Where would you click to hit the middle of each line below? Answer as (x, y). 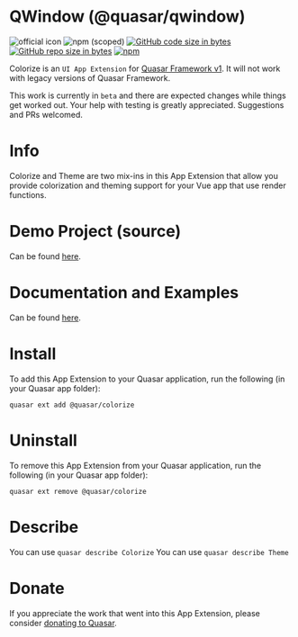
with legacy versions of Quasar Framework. (90, 77)
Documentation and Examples (124, 292)
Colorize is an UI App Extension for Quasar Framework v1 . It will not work (145, 68)
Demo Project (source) (95, 232)
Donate (37, 588)
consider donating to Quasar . (63, 623)
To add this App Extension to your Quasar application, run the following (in (147, 379)
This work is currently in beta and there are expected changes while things (148, 95)
